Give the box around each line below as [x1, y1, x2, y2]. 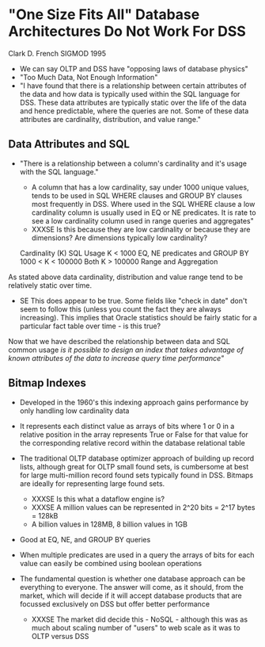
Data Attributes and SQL [8, 137, 131, 151]
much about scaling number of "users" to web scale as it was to [31, 622, 240, 632]
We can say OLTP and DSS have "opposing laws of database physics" [19, 63, 249, 73]
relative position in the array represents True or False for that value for [19, 430, 249, 439]
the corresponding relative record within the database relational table [19, 438, 245, 447]
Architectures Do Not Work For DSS [8, 22, 247, 40]
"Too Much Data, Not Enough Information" [19, 72, 158, 82]
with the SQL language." [19, 167, 99, 176]
